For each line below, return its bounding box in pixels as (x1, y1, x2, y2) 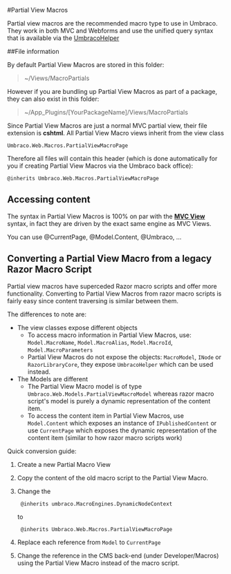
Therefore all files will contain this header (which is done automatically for (7, 155, 218, 162)
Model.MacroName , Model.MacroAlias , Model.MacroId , (27, 338, 173, 346)
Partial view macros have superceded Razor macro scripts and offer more (7, 282, 217, 290)
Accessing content (7, 193, 91, 206)
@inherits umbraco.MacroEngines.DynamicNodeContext (20, 500, 173, 507)
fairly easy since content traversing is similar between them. (7, 296, 178, 305)
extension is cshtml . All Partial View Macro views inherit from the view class (7, 129, 225, 137)
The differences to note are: (7, 310, 86, 318)
